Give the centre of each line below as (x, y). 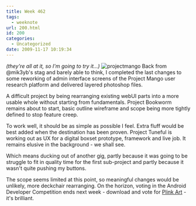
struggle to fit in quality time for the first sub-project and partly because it (95, 162)
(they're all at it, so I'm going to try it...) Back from (87, 66)
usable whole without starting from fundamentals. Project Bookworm (89, 102)
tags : (13, 17)
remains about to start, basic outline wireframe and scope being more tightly (98, 108)
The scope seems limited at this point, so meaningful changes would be (93, 179)
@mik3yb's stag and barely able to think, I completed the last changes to (94, 72)
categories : (20, 39)
